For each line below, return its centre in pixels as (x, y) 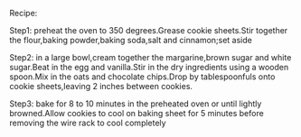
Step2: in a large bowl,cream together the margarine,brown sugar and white (150, 57)
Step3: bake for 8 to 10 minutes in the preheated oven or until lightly (136, 104)
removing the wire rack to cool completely (88, 123)
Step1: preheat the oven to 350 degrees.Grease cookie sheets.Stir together (149, 30)
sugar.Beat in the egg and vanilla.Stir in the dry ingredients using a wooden (149, 67)
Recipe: (24, 13)
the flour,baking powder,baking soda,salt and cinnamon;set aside (131, 40)
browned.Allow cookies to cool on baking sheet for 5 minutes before (136, 113)
